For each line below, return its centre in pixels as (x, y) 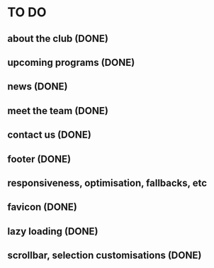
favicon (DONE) (43, 207)
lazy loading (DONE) (53, 231)
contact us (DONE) (50, 135)
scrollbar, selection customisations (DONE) (105, 256)
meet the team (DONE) (58, 111)
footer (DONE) (39, 159)
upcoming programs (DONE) (71, 62)
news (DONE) (38, 87)
